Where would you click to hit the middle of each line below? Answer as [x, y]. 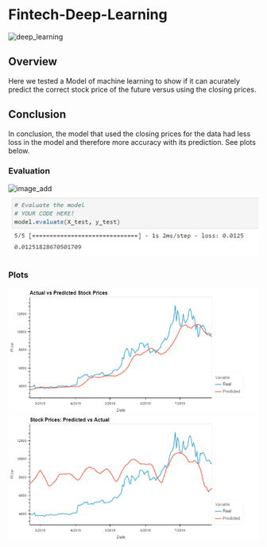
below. [19, 150]
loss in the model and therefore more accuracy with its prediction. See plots [132, 142]
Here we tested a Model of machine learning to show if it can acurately [124, 80]
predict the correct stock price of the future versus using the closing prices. [132, 89]
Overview [33, 62]
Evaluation [29, 171]
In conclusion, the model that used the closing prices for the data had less [130, 134]
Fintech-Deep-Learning [88, 15]
